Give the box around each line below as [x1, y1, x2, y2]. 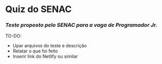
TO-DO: [5, 33, 22, 39]
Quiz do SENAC [5, 4, 72, 15]
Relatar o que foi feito [12, 48, 58, 54]
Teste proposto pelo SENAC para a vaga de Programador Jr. [5, 22, 157, 29]
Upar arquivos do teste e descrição [12, 43, 87, 49]
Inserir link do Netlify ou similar [12, 53, 78, 59]
